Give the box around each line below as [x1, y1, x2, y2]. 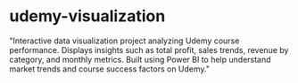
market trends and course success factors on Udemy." [9, 64, 210, 74]
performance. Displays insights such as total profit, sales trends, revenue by [9, 44, 289, 55]
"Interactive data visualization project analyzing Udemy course [9, 35, 240, 46]
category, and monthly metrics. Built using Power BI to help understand [9, 54, 271, 64]
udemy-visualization [9, 6, 166, 26]
